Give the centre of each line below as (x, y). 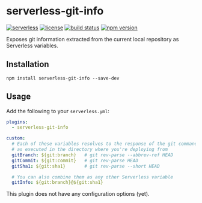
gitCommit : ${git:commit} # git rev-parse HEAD (75, 160)
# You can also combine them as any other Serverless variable (92, 177)
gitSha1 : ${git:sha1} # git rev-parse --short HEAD (86, 166)
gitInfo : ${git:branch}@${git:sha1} (57, 183)
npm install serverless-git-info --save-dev (63, 78)
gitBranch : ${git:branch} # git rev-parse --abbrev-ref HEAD (92, 155)
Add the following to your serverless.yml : (58, 111)
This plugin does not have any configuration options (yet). (78, 194)
